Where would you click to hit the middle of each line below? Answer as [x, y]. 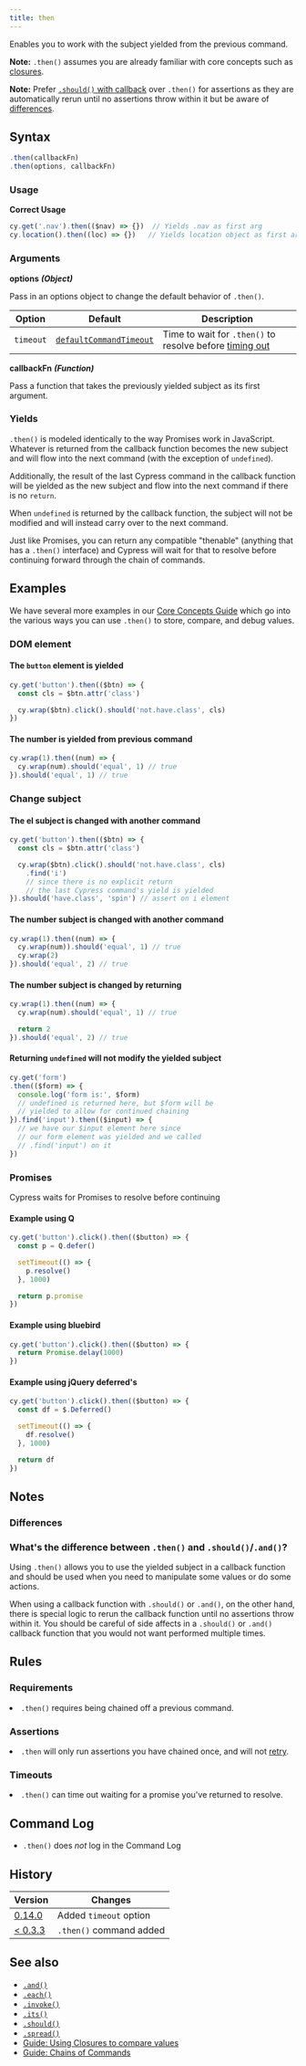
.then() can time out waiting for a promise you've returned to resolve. [153, 1795]
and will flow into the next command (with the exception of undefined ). [142, 458]
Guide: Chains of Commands [76, 2052]
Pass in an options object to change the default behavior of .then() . [137, 296]
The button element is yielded [67, 666]
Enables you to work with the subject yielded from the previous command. [149, 44]
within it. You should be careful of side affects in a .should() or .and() [141, 1624]
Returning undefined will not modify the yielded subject [115, 1058]
